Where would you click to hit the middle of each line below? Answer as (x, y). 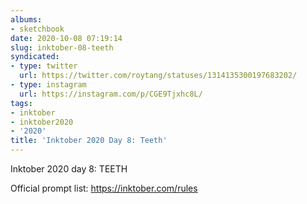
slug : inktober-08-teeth (62, 47)
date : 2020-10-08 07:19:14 (66, 38)
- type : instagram (48, 85)
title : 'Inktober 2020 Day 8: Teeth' (89, 141)
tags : (21, 103)
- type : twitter (44, 66)
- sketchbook (37, 29)
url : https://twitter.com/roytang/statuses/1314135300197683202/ (158, 76)
